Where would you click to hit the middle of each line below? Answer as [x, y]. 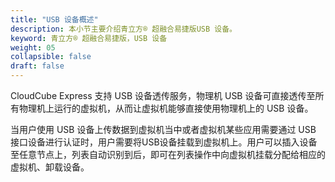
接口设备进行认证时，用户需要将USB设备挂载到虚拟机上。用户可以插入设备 [164, 142]
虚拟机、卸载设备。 [50, 167]
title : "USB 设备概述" [54, 19]
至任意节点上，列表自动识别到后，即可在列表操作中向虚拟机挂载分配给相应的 [168, 154]
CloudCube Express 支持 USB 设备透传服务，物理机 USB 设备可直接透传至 [163, 95]
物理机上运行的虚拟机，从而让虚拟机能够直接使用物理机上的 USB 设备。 [166, 108]
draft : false [37, 66]
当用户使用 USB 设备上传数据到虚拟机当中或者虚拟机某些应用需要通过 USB [163, 129]
